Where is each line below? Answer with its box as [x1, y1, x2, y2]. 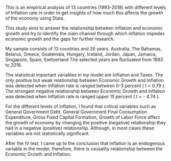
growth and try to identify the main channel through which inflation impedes [5, 31, 165, 36]
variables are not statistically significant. [5, 130, 90, 137]
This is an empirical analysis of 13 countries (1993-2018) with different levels [5, 5, 166, 10]
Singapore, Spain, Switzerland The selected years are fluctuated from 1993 [5, 57, 163, 63]
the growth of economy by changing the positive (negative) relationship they [5, 120, 166, 125]
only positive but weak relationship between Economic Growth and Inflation [5, 77, 164, 83]
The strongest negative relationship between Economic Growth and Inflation [5, 88, 165, 94]
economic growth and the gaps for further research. [5, 36, 115, 42]
